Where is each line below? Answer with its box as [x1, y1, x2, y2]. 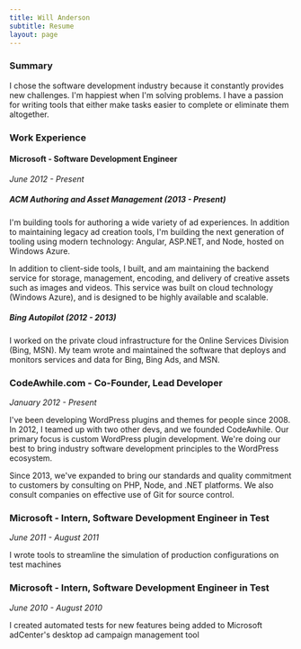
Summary [9, 59, 54, 72]
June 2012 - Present [9, 173, 84, 185]
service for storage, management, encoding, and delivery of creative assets [9, 272, 290, 284]
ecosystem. [9, 453, 53, 464]
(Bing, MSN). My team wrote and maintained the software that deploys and [9, 344, 287, 356]
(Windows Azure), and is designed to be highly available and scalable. [9, 292, 269, 302]
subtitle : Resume [9, 22, 75, 31]
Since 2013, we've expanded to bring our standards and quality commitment [9, 470, 292, 482]
